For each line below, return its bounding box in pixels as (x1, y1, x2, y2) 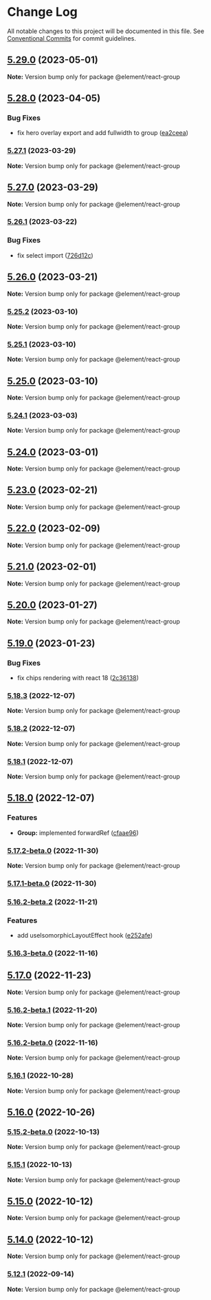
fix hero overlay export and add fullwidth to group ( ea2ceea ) (16, 129, 189, 137)
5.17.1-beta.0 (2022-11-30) (7, 878, 97, 888)
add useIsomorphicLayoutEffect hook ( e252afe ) (16, 931, 153, 940)
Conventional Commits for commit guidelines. (7, 34, 136, 42)
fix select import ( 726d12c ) (16, 251, 94, 259)
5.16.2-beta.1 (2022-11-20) (7, 1005, 98, 1015)
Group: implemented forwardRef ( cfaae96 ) (16, 828, 139, 837)
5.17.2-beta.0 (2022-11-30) (7, 845, 99, 855)
